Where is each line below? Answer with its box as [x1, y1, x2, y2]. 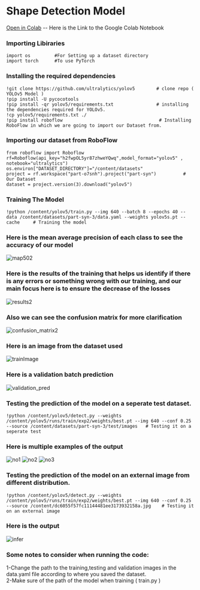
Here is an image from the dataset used [6, 341, 123, 350]
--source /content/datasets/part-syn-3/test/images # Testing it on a [6, 423, 192, 429]
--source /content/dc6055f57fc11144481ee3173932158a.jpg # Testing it [6, 503, 195, 509]
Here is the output [6, 522, 60, 530]
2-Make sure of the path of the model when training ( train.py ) [6, 577, 161, 584]
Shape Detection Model [6, 4, 126, 18]
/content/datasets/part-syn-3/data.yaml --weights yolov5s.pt [19, 214, 178, 220]
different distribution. [6, 479, 71, 487]
